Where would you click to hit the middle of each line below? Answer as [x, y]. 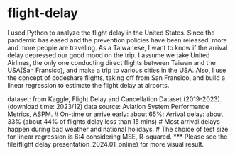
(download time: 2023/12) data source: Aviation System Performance [108, 106]
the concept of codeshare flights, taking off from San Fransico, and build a [116, 77]
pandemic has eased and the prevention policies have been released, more [117, 40]
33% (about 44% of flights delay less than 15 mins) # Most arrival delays [114, 121]
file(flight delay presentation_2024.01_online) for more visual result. [106, 144]
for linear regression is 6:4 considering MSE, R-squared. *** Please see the [117, 137]
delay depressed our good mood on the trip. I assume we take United [109, 55]
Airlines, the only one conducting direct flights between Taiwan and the [112, 62]
